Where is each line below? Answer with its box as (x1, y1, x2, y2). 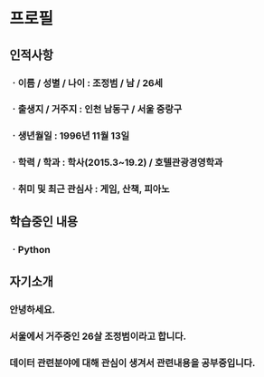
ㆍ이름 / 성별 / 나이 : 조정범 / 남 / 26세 (9, 76, 164, 89)
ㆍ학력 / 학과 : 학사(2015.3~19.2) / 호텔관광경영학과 (9, 156, 223, 169)
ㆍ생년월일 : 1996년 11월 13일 (9, 130, 130, 142)
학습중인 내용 (9, 214, 79, 229)
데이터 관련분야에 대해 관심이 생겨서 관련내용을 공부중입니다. (9, 356, 256, 369)
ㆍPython (9, 243, 52, 256)
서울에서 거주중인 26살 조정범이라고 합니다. (9, 330, 187, 343)
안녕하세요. (9, 303, 56, 315)
